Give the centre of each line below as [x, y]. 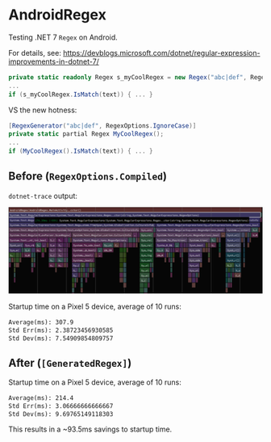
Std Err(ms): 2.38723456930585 [61, 330]
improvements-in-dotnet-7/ [54, 61]
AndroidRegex [57, 15]
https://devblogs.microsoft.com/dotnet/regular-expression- [162, 53]
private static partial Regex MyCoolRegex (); [86, 134]
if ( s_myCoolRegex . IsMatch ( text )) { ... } [81, 95]
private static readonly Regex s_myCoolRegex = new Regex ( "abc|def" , [128, 77]
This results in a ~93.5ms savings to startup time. [90, 429]
